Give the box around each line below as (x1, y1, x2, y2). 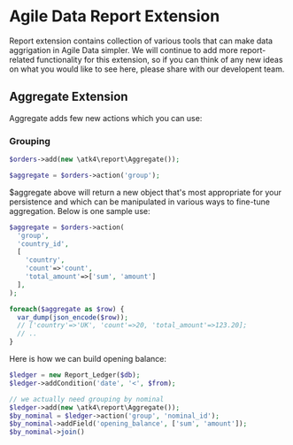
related (9, 54, 35, 65)
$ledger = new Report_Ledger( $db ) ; (9, 371, 141, 380)
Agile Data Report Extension (9, 6, 220, 27)
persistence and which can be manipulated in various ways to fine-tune (9, 196, 270, 207)
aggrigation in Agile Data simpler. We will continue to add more (9, 44, 239, 55)
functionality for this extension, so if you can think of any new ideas (36, 54, 283, 65)
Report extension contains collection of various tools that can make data (9, 35, 273, 46)
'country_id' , (17, 239, 69, 249)
